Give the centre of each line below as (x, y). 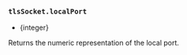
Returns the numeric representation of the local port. (94, 43)
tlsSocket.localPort (48, 11)
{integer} (34, 27)
